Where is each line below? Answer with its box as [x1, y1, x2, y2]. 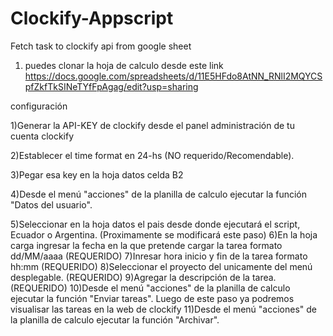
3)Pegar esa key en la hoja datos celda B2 [10, 168, 184, 181]
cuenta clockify [10, 130, 75, 142]
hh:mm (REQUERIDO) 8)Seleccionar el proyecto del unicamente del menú [10, 260, 313, 272]
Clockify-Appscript [10, 7, 174, 30]
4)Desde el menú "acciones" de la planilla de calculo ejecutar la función [10, 188, 307, 200]
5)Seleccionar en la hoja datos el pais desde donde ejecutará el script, [10, 218, 301, 230]
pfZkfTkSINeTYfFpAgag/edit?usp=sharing [24, 80, 199, 92]
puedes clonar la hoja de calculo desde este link [24, 59, 224, 71]
